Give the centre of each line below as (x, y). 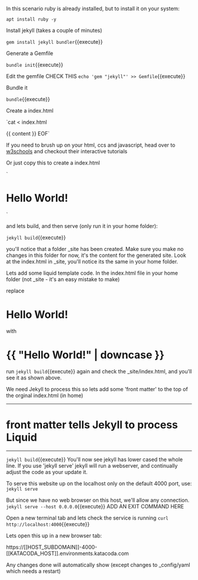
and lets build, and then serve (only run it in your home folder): (82, 226)
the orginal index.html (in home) (45, 395)
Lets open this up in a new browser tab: (54, 536)
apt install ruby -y (32, 20)
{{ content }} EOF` (28, 133)
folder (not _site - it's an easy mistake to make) (63, 279)
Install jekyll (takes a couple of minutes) (54, 30)
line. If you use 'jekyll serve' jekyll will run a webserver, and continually (92, 465)
